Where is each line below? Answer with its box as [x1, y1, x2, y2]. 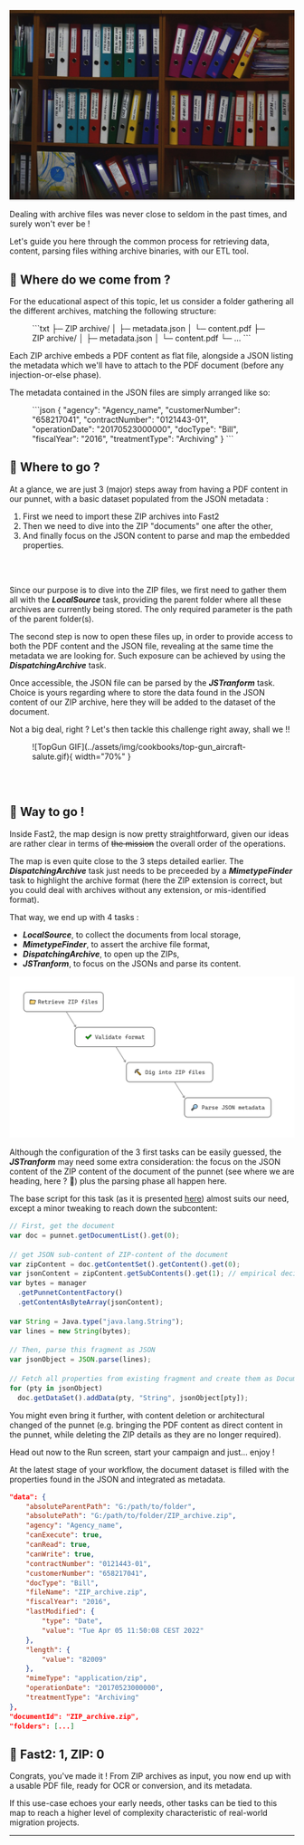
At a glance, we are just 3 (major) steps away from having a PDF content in [9, 484, 288, 495]
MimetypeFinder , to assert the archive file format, [22, 938, 211, 949]
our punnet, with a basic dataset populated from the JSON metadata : [9, 493, 269, 504]
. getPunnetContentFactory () [17, 1288, 124, 1298]
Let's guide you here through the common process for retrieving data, [9, 236, 270, 247]
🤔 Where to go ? [9, 459, 100, 476]
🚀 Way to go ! [9, 804, 85, 820]
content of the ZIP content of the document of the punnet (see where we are [9, 1166, 295, 1177]
